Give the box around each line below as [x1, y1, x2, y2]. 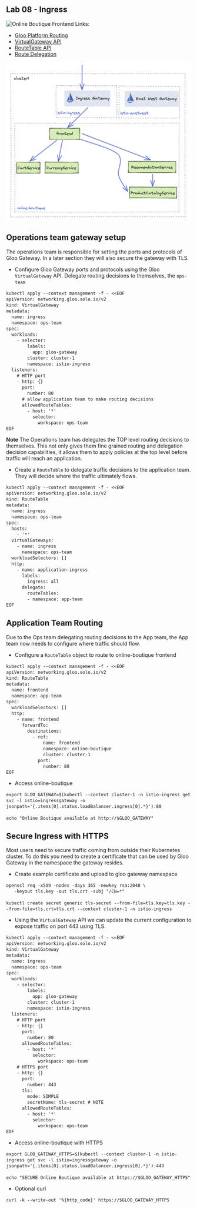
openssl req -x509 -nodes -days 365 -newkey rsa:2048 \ [6, 883, 146, 889]
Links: [75, 20, 90, 27]
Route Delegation [14, 50, 57, 58]
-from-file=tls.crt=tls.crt [6, 906, 75, 912]
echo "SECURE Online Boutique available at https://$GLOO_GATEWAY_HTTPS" [6, 1175, 191, 1181]
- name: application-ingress [16, 567, 88, 573]
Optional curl [14, 1185, 46, 1193]
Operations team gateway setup [6, 232, 126, 243]
